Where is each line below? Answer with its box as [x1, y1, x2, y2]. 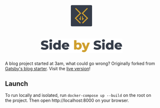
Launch [5, 80, 28, 88]
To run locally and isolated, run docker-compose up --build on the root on [5, 93, 151, 98]
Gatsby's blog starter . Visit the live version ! [5, 65, 91, 71]
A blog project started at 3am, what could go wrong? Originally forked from [5, 61, 155, 66]
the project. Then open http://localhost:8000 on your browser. [5, 97, 129, 104]
